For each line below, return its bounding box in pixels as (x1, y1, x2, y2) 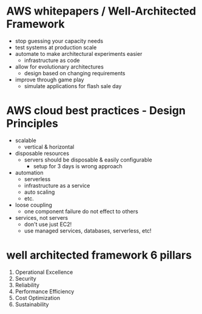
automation (15, 169, 44, 176)
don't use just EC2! (24, 220, 72, 228)
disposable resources (15, 149, 70, 157)
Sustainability (15, 301, 49, 308)
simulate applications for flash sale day (24, 82, 122, 89)
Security (15, 275, 36, 282)
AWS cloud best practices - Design (6, 104, 186, 118)
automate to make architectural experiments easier (15, 50, 143, 57)
